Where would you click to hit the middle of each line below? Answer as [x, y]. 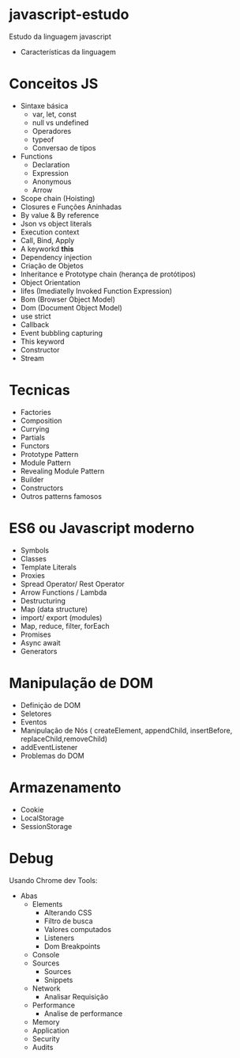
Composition [41, 421]
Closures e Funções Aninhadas [71, 207]
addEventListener [49, 747]
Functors [35, 446]
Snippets [58, 980]
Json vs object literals [56, 223]
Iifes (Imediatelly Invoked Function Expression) [96, 291]
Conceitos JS [54, 84]
